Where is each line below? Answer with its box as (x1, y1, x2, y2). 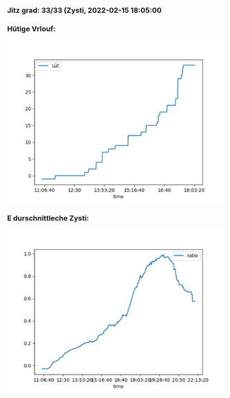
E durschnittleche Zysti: (7, 213, 90, 223)
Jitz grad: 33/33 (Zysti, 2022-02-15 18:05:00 (7, 6, 162, 15)
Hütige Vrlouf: (7, 23, 56, 33)
